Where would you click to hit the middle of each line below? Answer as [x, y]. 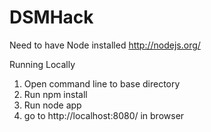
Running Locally [42, 64]
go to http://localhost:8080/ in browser [104, 115]
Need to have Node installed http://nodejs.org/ [105, 45]
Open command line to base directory [102, 83]
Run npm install [55, 94]
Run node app [52, 105]
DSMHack [51, 17]
